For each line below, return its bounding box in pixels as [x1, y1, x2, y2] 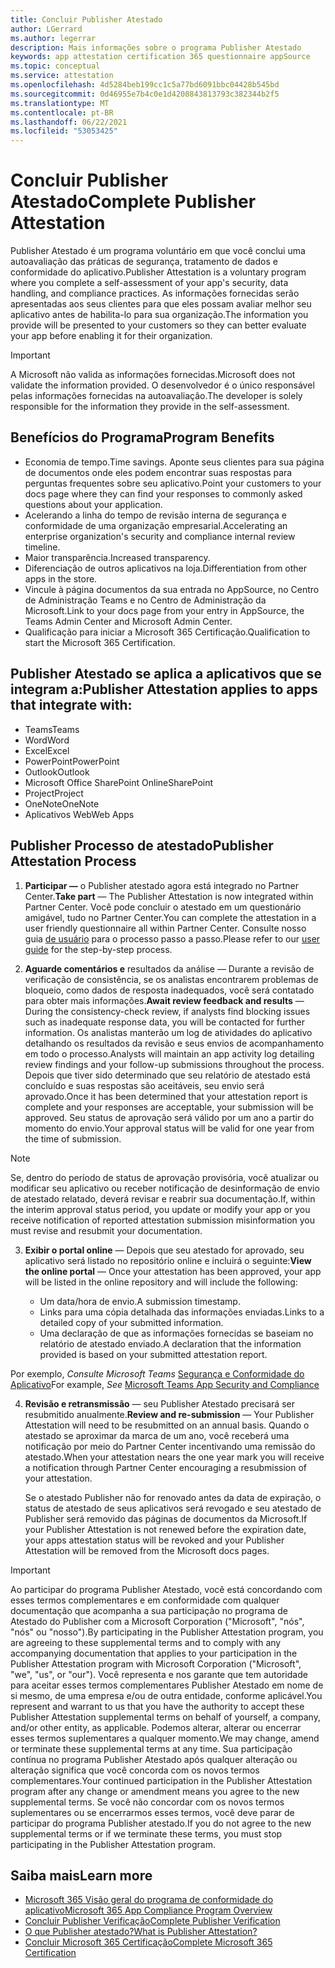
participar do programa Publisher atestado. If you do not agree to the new [10, 1817, 312, 1829]
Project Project [24, 787, 84, 799]
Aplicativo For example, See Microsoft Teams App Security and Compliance [10, 1378, 320, 1390]
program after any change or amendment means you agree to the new [10, 1785, 300, 1797]
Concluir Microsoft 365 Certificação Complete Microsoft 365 [24, 1936, 273, 1948]
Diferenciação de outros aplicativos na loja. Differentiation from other [24, 562, 308, 574]
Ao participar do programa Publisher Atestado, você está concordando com [10, 1583, 323, 1595]
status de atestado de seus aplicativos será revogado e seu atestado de [24, 1502, 322, 1514]
